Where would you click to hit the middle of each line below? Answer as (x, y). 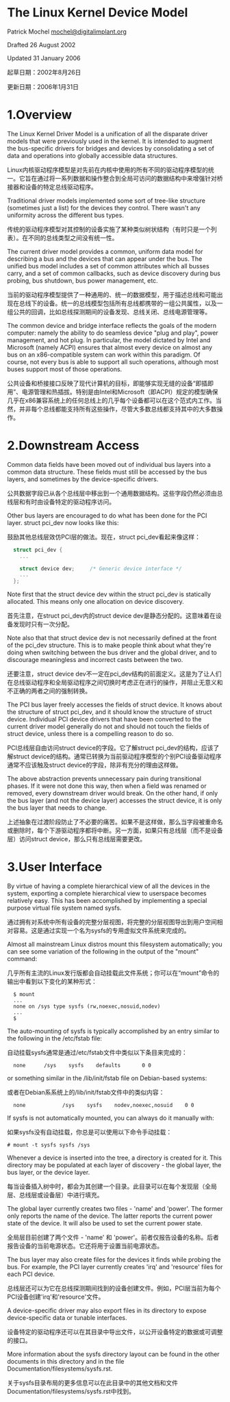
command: (22, 959)
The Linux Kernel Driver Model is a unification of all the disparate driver (107, 133)
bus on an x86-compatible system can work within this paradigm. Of (104, 355)
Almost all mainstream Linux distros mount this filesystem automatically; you (115, 944)
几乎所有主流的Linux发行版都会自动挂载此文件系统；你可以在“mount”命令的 (113, 973)
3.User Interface (55, 867)
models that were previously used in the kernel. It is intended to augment (110, 141)
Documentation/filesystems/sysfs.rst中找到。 (71, 1392)
